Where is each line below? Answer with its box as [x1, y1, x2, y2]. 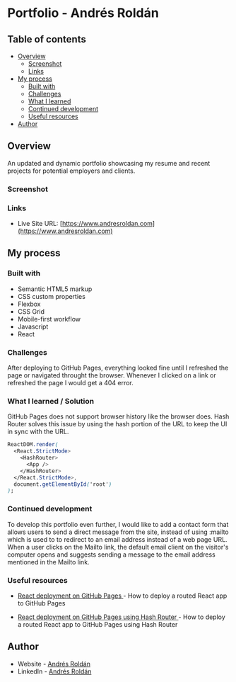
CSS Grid [17, 307, 45, 316]
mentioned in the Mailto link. [7, 557, 90, 566]
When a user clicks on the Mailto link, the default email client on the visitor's [7, 542, 229, 551]
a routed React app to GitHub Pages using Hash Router [17, 620, 178, 628]
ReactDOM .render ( [7, 441, 59, 448]
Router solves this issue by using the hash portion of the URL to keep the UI [7, 420, 228, 428]
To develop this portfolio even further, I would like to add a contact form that [7, 520, 229, 528]
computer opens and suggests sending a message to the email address [7, 550, 216, 559]
